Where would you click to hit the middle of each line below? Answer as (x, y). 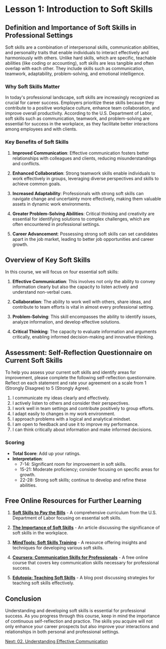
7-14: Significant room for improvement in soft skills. (73, 464)
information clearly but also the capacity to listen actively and (75, 287)
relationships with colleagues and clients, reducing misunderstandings (84, 158)
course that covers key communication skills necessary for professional (85, 563)
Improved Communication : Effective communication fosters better (81, 153)
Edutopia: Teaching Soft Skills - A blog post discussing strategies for (83, 578)
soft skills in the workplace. (40, 533)
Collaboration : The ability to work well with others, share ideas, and (82, 302)
